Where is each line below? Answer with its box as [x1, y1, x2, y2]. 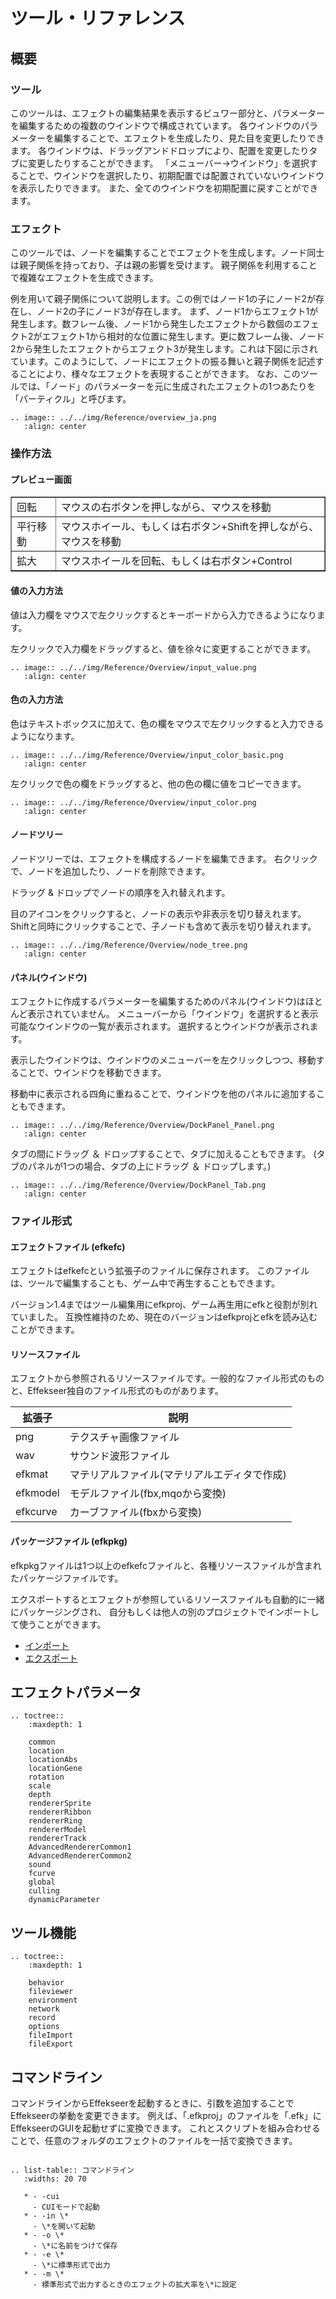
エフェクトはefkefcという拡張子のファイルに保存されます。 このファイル [10, 1265, 310, 1277]
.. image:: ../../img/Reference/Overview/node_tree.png [10, 940, 248, 950]
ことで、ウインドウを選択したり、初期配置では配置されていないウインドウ [18, 169, 325, 181]
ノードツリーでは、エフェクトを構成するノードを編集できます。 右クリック [10, 852, 318, 864]
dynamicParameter [28, 1895, 101, 1905]
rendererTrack [28, 1834, 87, 1844]
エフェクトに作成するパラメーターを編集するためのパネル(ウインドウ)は [10, 995, 306, 1008]
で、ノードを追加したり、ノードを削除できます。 [10, 865, 211, 877]
